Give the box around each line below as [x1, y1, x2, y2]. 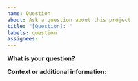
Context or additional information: [7, 68, 107, 76]
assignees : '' [7, 36, 48, 43]
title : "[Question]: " [7, 23, 72, 30]
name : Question [7, 10, 51, 17]
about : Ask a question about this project [7, 16, 131, 23]
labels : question [7, 29, 57, 36]
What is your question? [7, 54, 76, 62]
